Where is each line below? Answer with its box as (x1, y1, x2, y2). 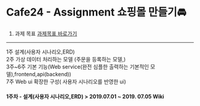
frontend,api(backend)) (14, 70, 71, 77)
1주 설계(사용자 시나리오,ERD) (6, 48, 76, 55)
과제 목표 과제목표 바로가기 (14, 30, 77, 37)
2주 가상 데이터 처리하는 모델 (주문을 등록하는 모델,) (6, 55, 126, 63)
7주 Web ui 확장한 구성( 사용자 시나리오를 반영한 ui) (6, 78, 126, 85)
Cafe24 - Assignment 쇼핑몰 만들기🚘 (6, 5, 186, 19)
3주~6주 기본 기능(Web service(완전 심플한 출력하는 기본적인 (6, 63, 149, 70)
